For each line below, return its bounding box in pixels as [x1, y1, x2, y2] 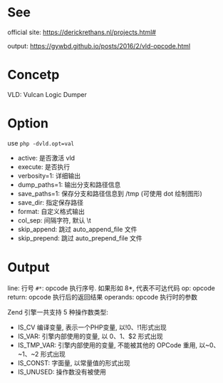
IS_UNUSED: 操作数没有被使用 [17, 367, 107, 376]
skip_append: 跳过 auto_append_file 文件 [17, 225, 138, 233]
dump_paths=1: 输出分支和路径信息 [17, 180, 121, 189]
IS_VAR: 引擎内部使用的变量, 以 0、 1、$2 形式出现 [17, 332, 164, 340]
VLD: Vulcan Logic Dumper [7, 90, 88, 98]
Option [7, 116, 48, 132]
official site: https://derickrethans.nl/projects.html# [7, 28, 157, 36]
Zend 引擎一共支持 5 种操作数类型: [7, 307, 108, 316]
